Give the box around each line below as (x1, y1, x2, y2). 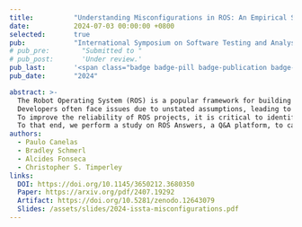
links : (9, 171, 34, 180)
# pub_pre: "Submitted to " (9, 47, 143, 56)
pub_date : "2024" (9, 72, 99, 81)
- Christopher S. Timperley (17, 162, 123, 171)
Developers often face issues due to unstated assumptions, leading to (17, 104, 292, 113)
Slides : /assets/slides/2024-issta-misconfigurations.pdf (17, 205, 240, 214)
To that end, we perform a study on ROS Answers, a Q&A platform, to (17, 121, 283, 130)
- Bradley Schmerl (17, 146, 87, 155)
